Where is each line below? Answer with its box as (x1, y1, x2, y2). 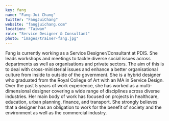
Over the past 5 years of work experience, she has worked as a (5, 82, 139, 88)
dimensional (5, 88, 31, 94)
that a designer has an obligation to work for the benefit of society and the (5, 104, 162, 110)
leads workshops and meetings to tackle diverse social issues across (5, 55, 151, 61)
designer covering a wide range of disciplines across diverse (32, 88, 160, 94)
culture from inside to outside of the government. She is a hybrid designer (5, 71, 161, 78)
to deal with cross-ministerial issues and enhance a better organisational (5, 66, 158, 72)
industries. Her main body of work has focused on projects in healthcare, (5, 93, 159, 100)
